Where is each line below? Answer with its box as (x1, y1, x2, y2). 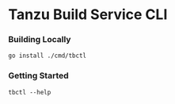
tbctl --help (8, 88, 51, 96)
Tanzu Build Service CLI (8, 6, 168, 24)
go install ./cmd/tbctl (8, 52, 87, 60)
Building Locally (8, 34, 71, 45)
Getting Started (8, 70, 69, 81)
